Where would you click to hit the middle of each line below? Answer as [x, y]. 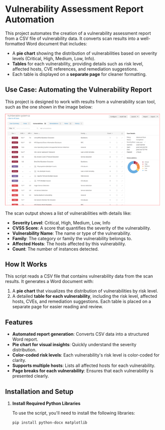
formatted [15, 43]
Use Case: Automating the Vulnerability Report [79, 90]
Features [19, 322]
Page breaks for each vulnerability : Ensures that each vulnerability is [83, 371]
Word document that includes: [57, 43]
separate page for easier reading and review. [57, 307]
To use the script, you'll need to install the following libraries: [74, 413]
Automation [30, 19]
